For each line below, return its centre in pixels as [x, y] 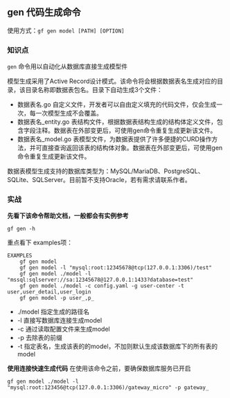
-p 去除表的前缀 [39, 338]
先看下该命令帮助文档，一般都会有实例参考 [68, 216]
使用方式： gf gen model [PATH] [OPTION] [66, 30]
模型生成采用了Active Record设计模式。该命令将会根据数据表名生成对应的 [112, 81]
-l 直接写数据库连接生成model [60, 320]
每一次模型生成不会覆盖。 [66, 114]
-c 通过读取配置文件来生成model [63, 329]
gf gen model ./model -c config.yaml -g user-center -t [102, 286]
